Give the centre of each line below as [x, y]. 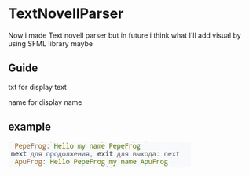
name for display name [45, 102]
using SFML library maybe [50, 43]
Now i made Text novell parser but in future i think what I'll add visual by [124, 35]
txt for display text [37, 87]
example [30, 127]
